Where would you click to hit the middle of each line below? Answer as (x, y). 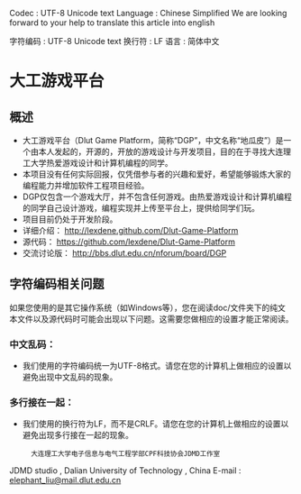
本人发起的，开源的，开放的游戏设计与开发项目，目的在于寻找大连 (161, 151)
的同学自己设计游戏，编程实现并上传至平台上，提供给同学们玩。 (141, 208)
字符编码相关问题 (57, 284)
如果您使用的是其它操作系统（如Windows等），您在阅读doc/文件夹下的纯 (144, 307)
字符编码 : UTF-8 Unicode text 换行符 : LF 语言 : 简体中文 (114, 41)
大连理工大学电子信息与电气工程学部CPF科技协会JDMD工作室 (126, 454)
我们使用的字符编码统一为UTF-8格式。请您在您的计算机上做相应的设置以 (157, 366)
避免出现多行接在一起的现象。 (78, 435)
